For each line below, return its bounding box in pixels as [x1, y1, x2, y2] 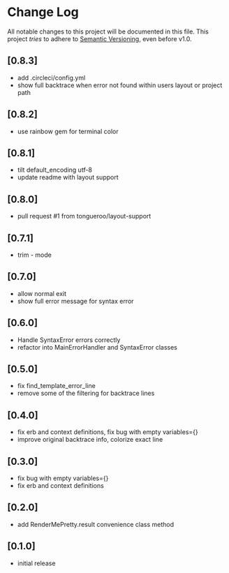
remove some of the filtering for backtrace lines [17, 389, 155, 398]
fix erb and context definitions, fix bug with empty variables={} [17, 428, 198, 436]
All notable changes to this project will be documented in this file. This [7, 27, 209, 36]
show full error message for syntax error [17, 297, 134, 305]
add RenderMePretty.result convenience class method [17, 520, 175, 528]
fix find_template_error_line [17, 382, 96, 390]
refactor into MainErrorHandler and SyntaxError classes [17, 343, 178, 351]
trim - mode [17, 251, 52, 259]
